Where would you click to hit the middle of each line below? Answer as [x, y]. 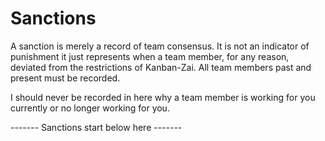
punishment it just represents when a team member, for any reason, [150, 56]
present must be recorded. [65, 78]
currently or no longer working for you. [90, 108]
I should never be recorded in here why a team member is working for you [163, 97]
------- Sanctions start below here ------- [96, 127]
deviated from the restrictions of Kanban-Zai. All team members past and [161, 67]
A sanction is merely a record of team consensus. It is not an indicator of [160, 46]
